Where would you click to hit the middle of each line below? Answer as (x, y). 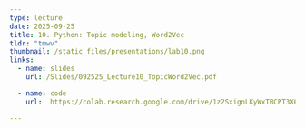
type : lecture (36, 18)
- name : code (42, 93)
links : (22, 60)
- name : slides (46, 69)
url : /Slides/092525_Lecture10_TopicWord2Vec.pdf (122, 77)
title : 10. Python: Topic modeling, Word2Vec (97, 35)
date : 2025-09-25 (42, 26)
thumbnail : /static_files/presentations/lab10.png (107, 52)
